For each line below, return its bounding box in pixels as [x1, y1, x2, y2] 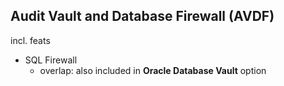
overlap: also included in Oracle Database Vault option [39, 64, 267, 76]
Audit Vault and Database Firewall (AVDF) [10, 8, 275, 25]
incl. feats [10, 34, 51, 46]
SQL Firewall [24, 54, 78, 66]
